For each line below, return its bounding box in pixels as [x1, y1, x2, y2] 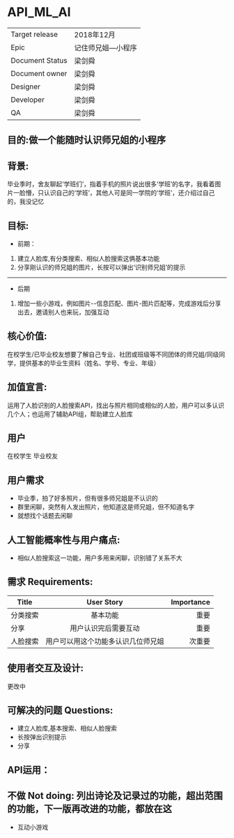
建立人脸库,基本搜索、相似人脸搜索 [17, 724, 117, 733]
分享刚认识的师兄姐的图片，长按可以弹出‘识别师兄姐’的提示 [17, 263, 186, 271]
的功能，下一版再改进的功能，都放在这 [7, 803, 172, 815]
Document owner [10, 68, 68, 78]
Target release [10, 29, 58, 39]
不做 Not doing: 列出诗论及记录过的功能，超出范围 [7, 790, 223, 802]
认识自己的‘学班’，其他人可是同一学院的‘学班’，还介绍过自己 [43, 189, 215, 197]
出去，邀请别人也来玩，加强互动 [17, 307, 109, 316]
